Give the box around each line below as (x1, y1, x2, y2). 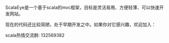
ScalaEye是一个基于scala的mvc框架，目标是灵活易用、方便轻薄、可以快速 (5, 5, 159, 10)
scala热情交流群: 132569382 (5, 32, 65, 38)
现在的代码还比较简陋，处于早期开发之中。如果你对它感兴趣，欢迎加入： (5, 22, 156, 27)
